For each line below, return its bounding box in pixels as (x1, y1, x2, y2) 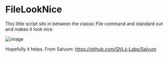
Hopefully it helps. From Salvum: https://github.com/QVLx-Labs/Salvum (5, 46, 157, 52)
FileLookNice (5, 4, 62, 15)
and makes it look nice (5, 26, 53, 32)
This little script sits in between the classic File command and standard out (5, 21, 163, 27)
